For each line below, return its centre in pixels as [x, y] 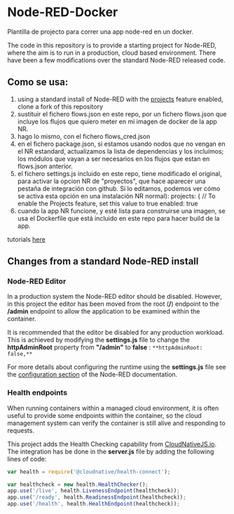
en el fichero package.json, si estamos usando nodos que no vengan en [121, 144]
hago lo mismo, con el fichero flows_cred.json [84, 136]
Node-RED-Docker [63, 12]
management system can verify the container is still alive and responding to [116, 423]
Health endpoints [37, 393]
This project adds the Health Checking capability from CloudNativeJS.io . [112, 444]
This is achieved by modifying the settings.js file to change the [99, 340]
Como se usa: [38, 82]
